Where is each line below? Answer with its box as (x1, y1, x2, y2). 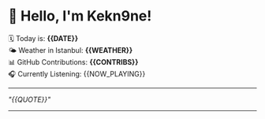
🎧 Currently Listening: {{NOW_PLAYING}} (8, 69, 146, 78)
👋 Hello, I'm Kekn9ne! (8, 7, 152, 25)
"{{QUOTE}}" (8, 95, 51, 104)
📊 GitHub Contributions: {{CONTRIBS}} (8, 57, 139, 66)
